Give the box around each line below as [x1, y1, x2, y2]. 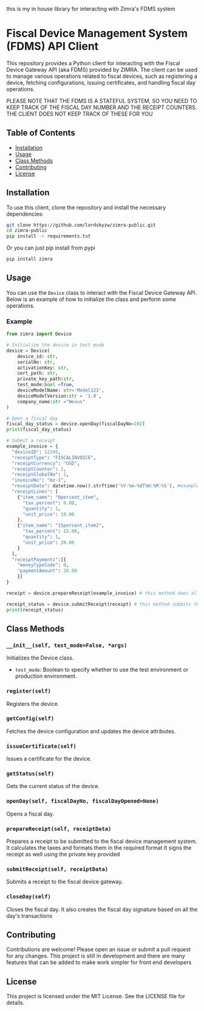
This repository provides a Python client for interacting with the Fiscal [6, 59, 180, 66]
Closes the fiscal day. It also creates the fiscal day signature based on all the [6, 906, 198, 913]
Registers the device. [6, 700, 59, 707]
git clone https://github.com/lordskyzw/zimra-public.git [6, 222, 156, 228]
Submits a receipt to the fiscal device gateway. [6, 878, 123, 886]
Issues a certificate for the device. [6, 755, 92, 763]
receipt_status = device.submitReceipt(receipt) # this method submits [6, 601, 191, 607]
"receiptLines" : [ [12, 488, 59, 495]
